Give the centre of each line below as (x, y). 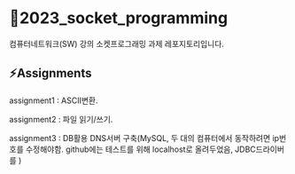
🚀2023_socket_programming (119, 18)
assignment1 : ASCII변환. (54, 100)
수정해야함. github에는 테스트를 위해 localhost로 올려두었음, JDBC (141, 149)
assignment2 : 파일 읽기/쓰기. (61, 119)
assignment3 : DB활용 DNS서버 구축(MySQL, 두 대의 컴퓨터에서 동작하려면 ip (144, 138)
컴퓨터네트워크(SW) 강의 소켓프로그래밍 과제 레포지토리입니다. (116, 43)
